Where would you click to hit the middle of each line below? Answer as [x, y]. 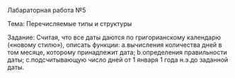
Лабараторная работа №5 [47, 10]
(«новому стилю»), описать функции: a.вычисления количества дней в [115, 45]
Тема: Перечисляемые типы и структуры [70, 24]
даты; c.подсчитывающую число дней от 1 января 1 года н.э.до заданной [118, 60]
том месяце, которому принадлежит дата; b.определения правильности [117, 52]
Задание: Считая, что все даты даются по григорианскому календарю [114, 37]
